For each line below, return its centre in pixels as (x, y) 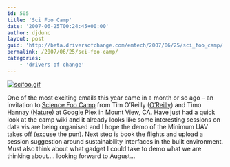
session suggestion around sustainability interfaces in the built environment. (115, 141)
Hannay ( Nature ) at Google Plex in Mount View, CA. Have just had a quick (111, 112)
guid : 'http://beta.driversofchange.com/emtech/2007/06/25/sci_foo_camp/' (117, 45)
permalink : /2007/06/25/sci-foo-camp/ (63, 52)
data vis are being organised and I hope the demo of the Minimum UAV (108, 126)
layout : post (26, 39)
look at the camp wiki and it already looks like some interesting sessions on (114, 119)
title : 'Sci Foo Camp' (40, 20)
